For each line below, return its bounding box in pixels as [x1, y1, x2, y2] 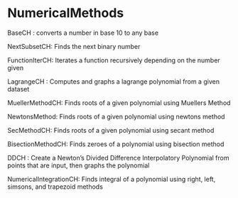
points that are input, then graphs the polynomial [7, 161, 150, 170]
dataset [7, 84, 30, 93]
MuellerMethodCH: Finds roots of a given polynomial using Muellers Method [7, 98, 231, 107]
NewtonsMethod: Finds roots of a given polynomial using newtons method [7, 112, 225, 121]
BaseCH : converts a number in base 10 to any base [7, 28, 158, 37]
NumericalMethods [7, 5, 124, 21]
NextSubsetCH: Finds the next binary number [7, 42, 141, 50]
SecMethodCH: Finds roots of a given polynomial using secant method [7, 126, 215, 134]
